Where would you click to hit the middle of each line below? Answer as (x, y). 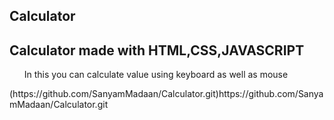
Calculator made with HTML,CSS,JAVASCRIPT (157, 50)
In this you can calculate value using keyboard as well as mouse (156, 75)
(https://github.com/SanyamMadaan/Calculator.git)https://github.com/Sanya (166, 94)
